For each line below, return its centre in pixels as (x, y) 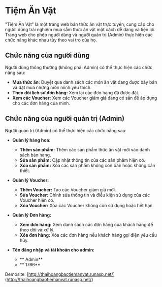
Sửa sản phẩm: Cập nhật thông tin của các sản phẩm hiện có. (82, 160)
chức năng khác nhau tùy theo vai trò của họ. (51, 40)
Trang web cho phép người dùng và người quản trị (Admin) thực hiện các (79, 35)
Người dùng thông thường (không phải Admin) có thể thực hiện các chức (79, 67)
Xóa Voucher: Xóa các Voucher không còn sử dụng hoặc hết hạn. (87, 205)
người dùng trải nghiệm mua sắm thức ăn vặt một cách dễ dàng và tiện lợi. (81, 29)
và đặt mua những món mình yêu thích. (52, 87)
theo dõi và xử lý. (37, 230)
